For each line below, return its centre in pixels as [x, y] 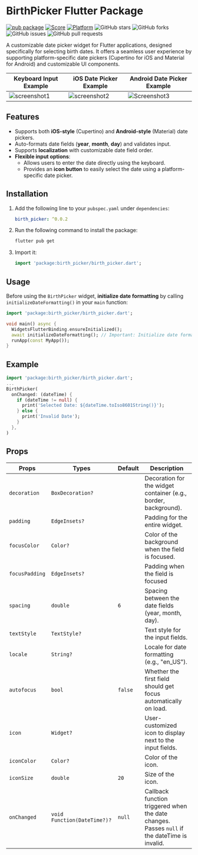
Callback [157, 791]
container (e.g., [166, 493]
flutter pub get [34, 241]
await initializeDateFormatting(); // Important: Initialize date [95, 335]
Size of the [160, 774]
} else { [27, 411]
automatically [163, 701]
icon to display [165, 732]
